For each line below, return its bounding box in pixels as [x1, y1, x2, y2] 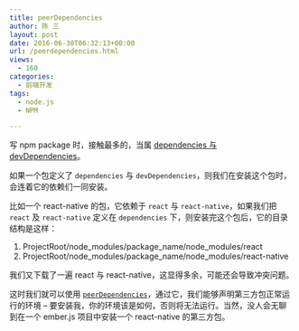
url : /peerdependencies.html [9, 47, 119, 56]
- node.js [17, 97, 54, 107]
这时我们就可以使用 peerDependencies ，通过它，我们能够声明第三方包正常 [9, 288, 283, 299]
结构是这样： [9, 223, 57, 234]
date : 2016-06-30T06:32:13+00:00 [9, 38, 135, 48]
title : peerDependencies [9, 13, 103, 23]
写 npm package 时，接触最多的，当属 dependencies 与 [9, 139, 218, 150]
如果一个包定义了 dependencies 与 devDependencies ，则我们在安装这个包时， [9, 170, 292, 181]
